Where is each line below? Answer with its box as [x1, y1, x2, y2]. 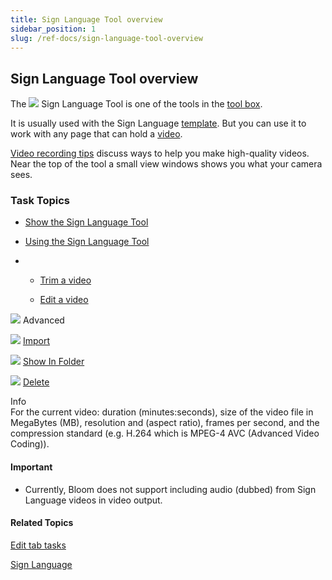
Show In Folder [22, 356, 85, 368]
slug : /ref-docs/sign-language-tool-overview [10, 33, 203, 43]
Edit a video [39, 294, 89, 306]
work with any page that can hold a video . [10, 128, 183, 140]
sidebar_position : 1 [10, 24, 97, 34]
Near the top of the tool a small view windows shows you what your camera [10, 158, 323, 170]
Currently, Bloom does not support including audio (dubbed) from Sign [24, 483, 317, 495]
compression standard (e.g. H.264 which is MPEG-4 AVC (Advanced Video [10, 427, 320, 440]
